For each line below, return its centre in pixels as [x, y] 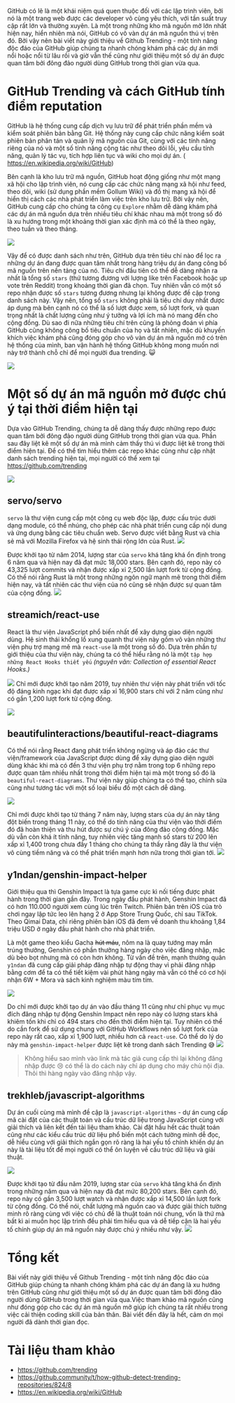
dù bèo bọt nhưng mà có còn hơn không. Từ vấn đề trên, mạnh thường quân [116, 957]
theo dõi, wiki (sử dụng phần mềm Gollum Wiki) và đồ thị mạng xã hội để [112, 191]
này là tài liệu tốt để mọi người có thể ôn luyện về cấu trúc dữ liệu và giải [111, 1149]
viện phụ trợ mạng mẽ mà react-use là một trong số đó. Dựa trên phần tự [112, 646]
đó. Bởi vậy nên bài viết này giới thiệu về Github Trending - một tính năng [113, 41]
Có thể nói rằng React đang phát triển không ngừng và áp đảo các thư [108, 750]
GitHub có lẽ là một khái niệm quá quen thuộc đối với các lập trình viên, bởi [115, 11]
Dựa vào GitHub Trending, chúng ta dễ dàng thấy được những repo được [112, 428]
